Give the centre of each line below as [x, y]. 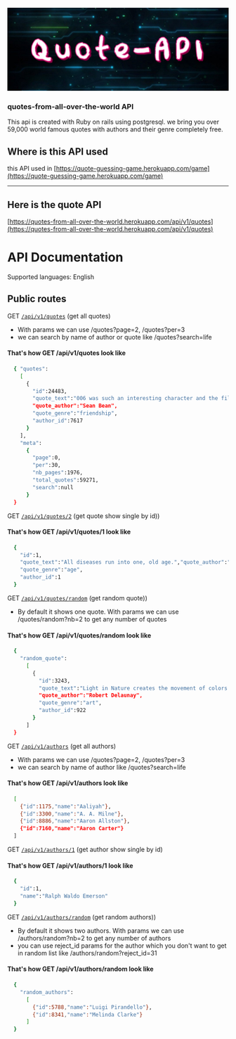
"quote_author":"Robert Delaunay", [90, 696]
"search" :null [53, 487]
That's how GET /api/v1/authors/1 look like [70, 865]
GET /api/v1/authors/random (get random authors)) [82, 917]
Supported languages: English [51, 277]
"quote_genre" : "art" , [70, 703]
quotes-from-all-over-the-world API [71, 106]
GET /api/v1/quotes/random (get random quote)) [77, 598]
